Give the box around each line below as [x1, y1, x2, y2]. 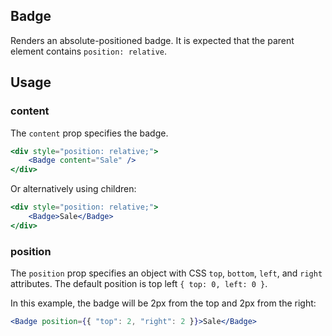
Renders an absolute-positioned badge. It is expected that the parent [10, 34, 295, 46]
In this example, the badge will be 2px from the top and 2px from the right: [10, 297, 317, 309]
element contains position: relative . [10, 45, 167, 57]
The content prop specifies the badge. [10, 127, 169, 139]
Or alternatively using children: [10, 183, 137, 195]
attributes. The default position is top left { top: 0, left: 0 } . [10, 278, 268, 290]
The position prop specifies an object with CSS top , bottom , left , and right [10, 267, 323, 279]
